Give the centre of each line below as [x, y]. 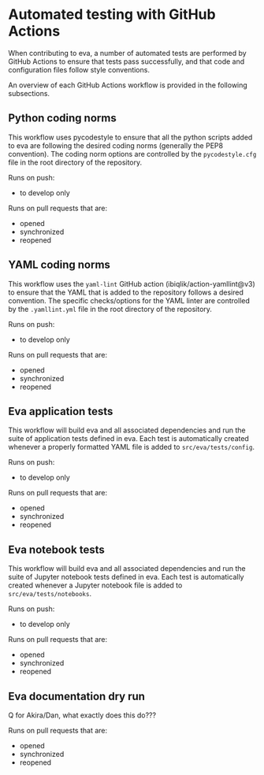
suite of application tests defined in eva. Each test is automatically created [129, 439]
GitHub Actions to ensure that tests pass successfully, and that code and [126, 61]
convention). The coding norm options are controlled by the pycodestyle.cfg [132, 154]
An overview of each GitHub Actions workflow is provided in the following [128, 85]
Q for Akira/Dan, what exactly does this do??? [82, 715]
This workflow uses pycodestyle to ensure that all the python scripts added [130, 137]
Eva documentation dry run [77, 696]
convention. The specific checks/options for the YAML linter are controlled [129, 300]
